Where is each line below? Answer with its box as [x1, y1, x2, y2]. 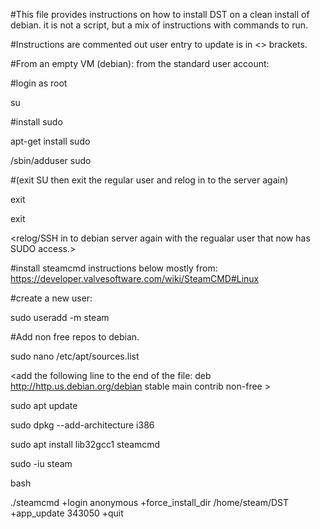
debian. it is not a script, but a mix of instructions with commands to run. [10, 19, 308, 31]
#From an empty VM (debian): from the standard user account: [10, 58, 270, 69]
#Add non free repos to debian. [10, 331, 140, 343]
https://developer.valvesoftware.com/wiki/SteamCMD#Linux [10, 273, 260, 284]
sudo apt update [10, 400, 78, 411]
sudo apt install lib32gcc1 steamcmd [10, 439, 161, 450]
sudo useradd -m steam [10, 312, 110, 323]
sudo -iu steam [10, 458, 73, 469]
